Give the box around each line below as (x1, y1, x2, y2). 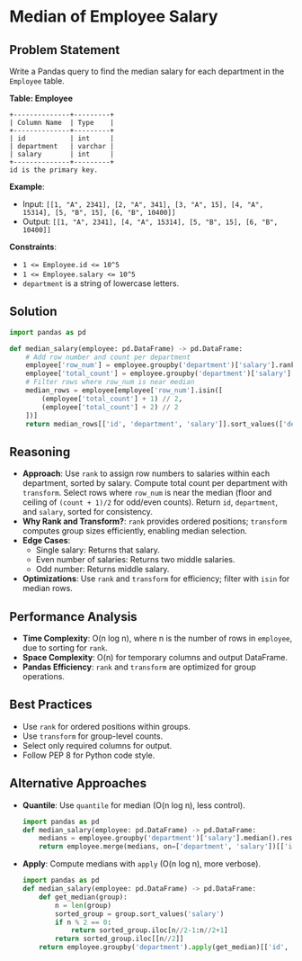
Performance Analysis (9, 609, 138, 624)
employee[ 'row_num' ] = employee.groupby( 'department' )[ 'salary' (25, 361, 271, 370)
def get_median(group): (39, 893, 128, 902)
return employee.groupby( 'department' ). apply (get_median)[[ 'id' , (39, 943, 289, 952)
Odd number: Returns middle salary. (35, 564, 170, 575)
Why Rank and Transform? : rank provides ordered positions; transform (22, 516, 288, 527)
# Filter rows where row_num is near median (25, 378, 195, 387)
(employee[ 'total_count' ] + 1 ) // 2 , (41, 394, 182, 403)
